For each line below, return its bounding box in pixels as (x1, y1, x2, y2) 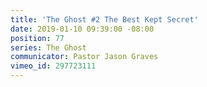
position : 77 (10, 33, 65, 43)
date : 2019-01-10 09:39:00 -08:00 (10, 24, 155, 34)
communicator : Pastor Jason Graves (10, 52, 159, 62)
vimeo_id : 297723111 (10, 61, 97, 71)
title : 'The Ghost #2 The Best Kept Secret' (10, 14, 199, 25)
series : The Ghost (10, 42, 87, 53)
